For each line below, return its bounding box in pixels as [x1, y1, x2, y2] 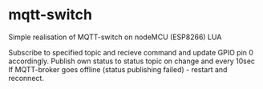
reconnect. [8, 73, 44, 83]
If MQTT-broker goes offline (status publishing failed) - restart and [8, 64, 228, 74]
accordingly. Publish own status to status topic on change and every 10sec [8, 56, 255, 66]
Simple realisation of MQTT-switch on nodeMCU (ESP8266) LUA [8, 32, 222, 42]
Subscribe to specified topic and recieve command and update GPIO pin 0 [8, 47, 254, 57]
